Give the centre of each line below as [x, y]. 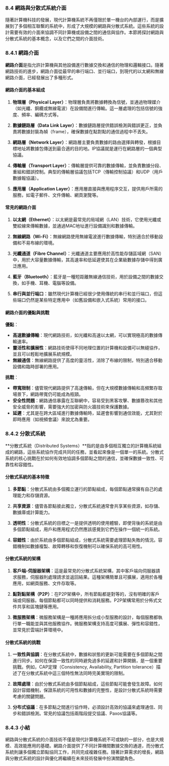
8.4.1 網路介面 [22, 53]
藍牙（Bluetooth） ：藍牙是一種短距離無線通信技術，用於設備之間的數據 [86, 277]
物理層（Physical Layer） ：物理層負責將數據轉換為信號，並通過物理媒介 [87, 102]
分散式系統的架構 [23, 558]
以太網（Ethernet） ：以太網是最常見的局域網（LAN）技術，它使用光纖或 [87, 219]
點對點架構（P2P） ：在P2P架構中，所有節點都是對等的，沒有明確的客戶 [86, 594]
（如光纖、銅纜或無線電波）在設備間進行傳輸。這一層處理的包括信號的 [85, 108]
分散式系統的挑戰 [23, 642]
